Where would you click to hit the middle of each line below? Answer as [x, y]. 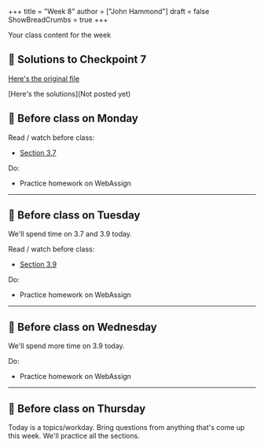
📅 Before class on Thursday [77, 408]
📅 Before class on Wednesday [82, 327]
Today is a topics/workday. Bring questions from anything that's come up [126, 428]
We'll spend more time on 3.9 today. [66, 346]
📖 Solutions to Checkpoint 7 [77, 59]
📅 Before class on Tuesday [74, 215]
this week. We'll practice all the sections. [74, 436]
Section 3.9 [38, 264]
